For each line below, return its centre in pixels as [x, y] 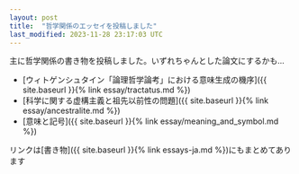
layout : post [34, 17]
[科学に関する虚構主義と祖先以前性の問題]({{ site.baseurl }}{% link [145, 100]
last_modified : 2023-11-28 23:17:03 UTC [86, 34]
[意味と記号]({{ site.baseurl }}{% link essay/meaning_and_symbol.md [150, 121]
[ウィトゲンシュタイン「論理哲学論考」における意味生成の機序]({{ [145, 80]
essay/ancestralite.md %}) [71, 111]
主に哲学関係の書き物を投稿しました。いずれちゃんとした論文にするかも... [147, 61]
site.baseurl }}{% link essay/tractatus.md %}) [106, 90]
